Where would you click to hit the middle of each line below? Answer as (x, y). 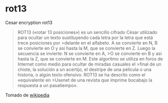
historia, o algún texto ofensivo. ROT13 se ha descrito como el (81, 74)
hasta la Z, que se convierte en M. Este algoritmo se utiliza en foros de (90, 58)
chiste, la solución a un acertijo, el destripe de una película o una (84, 69)
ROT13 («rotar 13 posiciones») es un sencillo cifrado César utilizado (88, 32)
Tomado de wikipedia (27, 95)
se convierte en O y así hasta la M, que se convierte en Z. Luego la (86, 48)
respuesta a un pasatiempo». (47, 85)
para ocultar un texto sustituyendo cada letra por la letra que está (85, 37)
